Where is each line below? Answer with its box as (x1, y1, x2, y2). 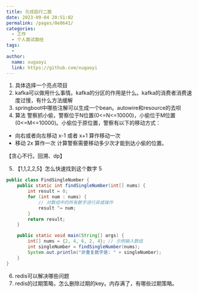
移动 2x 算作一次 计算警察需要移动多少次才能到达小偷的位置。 (14, 139, 167, 147)
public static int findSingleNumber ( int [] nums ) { (17, 183, 146, 189)
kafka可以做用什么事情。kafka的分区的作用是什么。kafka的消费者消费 (14, 89, 187, 97)
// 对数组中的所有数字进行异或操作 (38, 199, 114, 205)
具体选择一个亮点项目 (14, 82, 68, 89)
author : (6, 53, 26, 59)
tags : (6, 43, 20, 49)
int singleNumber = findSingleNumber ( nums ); (28, 244, 141, 250)
